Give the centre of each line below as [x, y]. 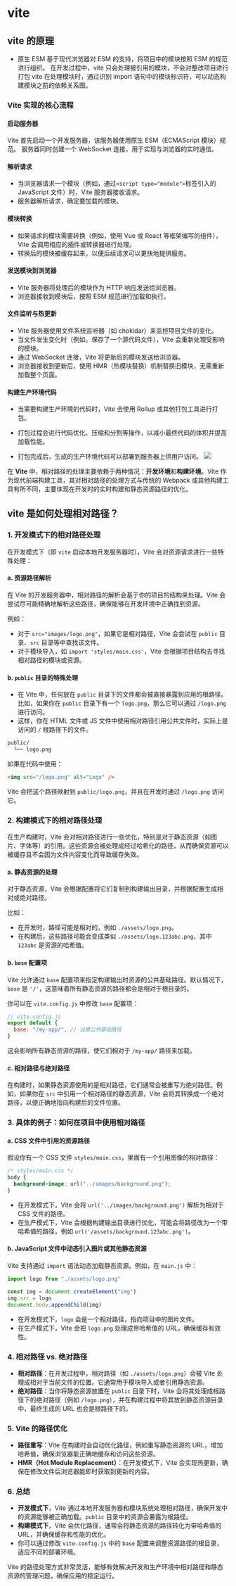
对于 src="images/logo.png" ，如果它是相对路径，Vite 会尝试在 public [117, 634]
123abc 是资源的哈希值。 [52, 945]
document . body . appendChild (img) [54, 1305]
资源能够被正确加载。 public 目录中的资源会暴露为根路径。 [108, 1517]
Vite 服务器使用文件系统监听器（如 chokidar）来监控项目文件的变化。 [117, 330]
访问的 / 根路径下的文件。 [55, 730]
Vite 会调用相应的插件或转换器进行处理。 [76, 244]
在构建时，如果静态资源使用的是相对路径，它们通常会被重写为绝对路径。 [112, 1085]
